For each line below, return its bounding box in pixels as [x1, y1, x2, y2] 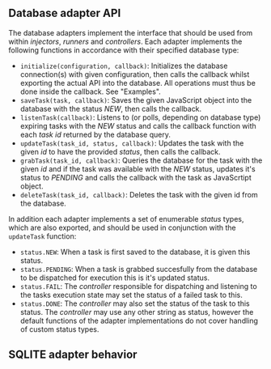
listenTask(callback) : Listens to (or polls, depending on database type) [19, 112, 261, 122]
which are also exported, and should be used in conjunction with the [8, 223, 236, 232]
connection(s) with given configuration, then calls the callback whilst [19, 69, 250, 79]
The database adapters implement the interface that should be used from [8, 28, 253, 37]
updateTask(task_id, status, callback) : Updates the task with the [19, 138, 244, 148]
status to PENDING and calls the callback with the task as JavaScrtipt [19, 172, 252, 182]
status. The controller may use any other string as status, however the [19, 307, 254, 316]
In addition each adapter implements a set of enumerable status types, [8, 214, 244, 223]
